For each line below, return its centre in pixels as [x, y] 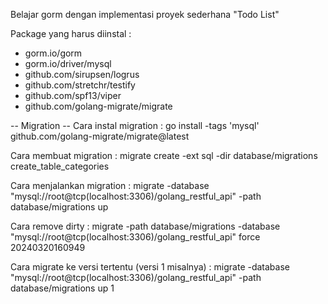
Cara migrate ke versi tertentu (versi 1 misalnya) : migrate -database [150, 267]
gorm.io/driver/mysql [68, 63]
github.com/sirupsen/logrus [82, 74]
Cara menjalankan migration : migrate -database [110, 185]
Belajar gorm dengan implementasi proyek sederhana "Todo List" [145, 14]
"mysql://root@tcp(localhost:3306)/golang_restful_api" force [135, 237]
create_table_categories [60, 166]
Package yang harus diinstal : [71, 33]
